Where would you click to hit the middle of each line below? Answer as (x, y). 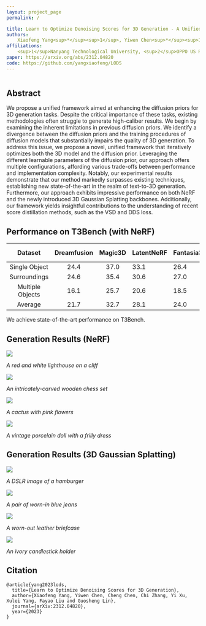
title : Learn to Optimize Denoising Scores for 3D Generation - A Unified (104, 29)
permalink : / (23, 18)
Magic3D (113, 253)
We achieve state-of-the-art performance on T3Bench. (76, 320)
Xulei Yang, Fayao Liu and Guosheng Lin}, (61, 601)
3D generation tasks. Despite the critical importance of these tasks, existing (102, 115)
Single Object (29, 267)
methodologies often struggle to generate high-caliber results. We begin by (101, 121)
